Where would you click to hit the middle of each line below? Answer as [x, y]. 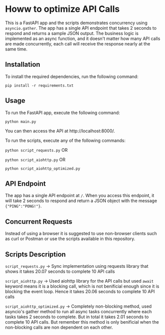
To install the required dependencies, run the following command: [72, 76]
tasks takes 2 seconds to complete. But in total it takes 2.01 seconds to [77, 317]
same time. [16, 49]
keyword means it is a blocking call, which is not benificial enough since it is [82, 286]
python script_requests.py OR [36, 150]
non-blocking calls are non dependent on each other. [59, 327]
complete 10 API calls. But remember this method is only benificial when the [82, 322]
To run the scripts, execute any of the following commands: [65, 140]
